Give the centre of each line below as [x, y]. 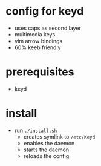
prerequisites [40, 72]
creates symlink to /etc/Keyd [59, 137]
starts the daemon [46, 150]
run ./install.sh [36, 130]
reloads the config [46, 156]
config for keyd [45, 11]
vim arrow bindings [38, 41]
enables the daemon [49, 143]
